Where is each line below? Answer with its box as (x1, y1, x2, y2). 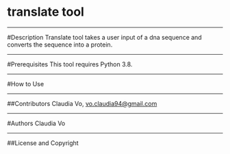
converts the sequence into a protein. (7, 40, 113, 49)
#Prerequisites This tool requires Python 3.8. (7, 60, 133, 68)
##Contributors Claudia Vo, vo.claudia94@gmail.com (7, 99, 157, 107)
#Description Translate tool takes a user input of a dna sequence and (7, 33, 202, 41)
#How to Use (7, 79, 44, 88)
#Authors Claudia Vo (7, 119, 66, 127)
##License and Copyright (7, 138, 79, 147)
